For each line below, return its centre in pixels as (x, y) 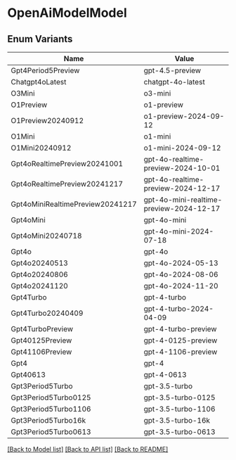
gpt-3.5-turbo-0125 (179, 397)
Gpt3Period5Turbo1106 (51, 409)
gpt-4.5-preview (172, 70)
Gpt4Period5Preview (45, 70)
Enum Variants (40, 39)
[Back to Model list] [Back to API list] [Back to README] (88, 449)
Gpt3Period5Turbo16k (48, 420)
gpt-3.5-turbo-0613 (179, 432)
